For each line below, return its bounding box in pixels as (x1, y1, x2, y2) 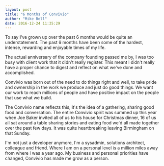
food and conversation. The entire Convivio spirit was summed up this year (5, 110, 157, 116)
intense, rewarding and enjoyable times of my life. (5, 45, 106, 50)
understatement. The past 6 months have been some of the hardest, (5, 40, 143, 46)
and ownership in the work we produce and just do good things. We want (5, 84, 153, 91)
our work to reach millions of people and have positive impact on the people (5, 90, 159, 95)
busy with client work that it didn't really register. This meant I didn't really (5, 59, 155, 65)
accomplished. (5, 70, 35, 76)
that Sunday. (5, 130, 31, 136)
